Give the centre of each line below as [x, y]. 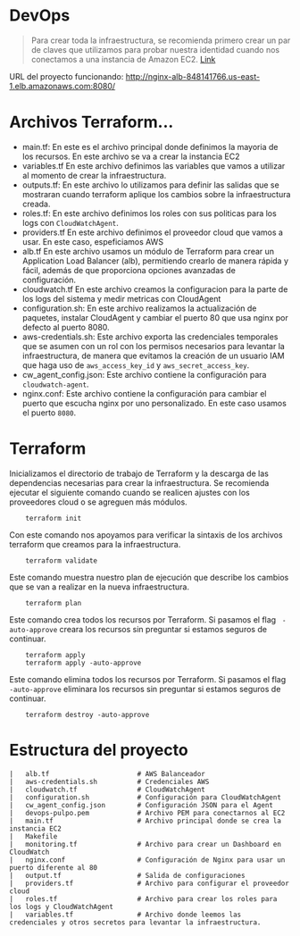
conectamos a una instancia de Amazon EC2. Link [123, 59]
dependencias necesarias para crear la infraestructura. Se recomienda [139, 482]
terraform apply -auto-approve [83, 663]
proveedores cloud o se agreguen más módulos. [98, 502]
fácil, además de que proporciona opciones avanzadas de [129, 270]
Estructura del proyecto [99, 750]
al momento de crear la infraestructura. [94, 175]
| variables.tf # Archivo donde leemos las [125, 915]
